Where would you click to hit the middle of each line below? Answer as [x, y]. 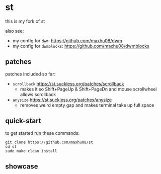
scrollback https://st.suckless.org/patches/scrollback [68, 83]
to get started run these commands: [42, 133]
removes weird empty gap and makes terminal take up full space [87, 105]
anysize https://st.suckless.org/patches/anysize [62, 100]
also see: [15, 31]
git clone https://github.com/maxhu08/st [49, 142]
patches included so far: [30, 74]
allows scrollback [38, 94]
